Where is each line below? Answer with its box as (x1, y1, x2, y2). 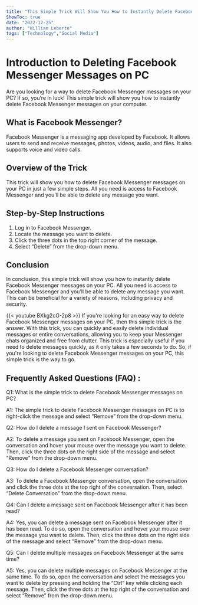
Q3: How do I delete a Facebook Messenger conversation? (6, 466, 148, 473)
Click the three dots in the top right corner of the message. (14, 237, 158, 244)
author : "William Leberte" (6, 25, 72, 31)
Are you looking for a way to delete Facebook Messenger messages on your (6, 88, 192, 95)
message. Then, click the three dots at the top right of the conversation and (6, 586, 190, 593)
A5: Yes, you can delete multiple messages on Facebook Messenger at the (6, 567, 187, 574)
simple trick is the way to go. (6, 356, 76, 363)
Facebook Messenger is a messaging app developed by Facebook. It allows (6, 133, 190, 140)
